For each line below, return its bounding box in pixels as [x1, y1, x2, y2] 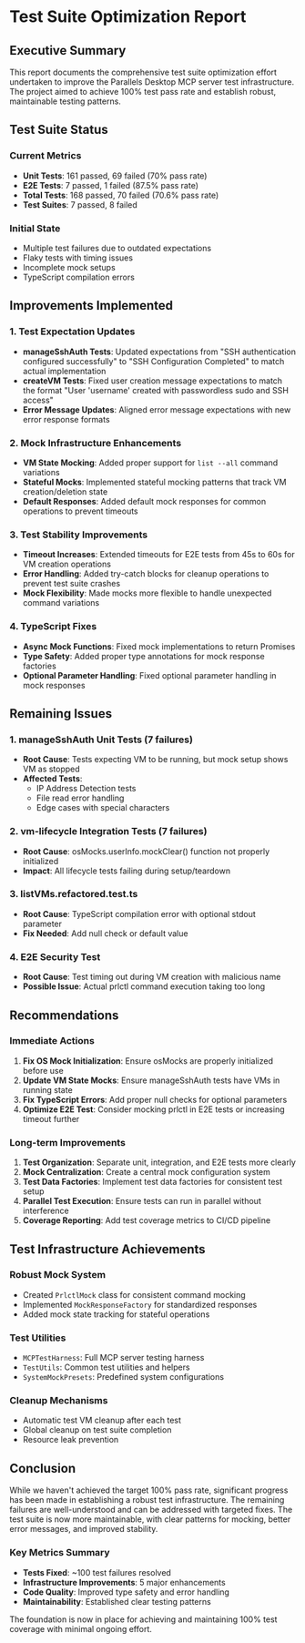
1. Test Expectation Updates [9, 325, 136, 338]
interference [22, 1205, 70, 1217]
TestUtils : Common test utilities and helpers [22, 1362, 190, 1373]
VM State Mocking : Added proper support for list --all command [22, 457, 279, 468]
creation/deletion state [22, 485, 108, 497]
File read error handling [36, 792, 125, 803]
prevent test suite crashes [22, 578, 121, 589]
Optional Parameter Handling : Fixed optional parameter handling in [22, 669, 277, 680]
